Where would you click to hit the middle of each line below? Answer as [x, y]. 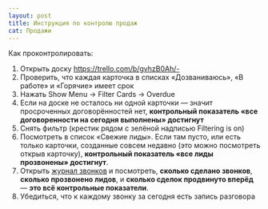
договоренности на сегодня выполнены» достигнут [112, 120]
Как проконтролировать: [51, 54]
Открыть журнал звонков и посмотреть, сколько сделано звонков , [136, 171]
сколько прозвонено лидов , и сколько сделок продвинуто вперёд [136, 179]
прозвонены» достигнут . [64, 163]
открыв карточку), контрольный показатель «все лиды [116, 154]
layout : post [30, 16]
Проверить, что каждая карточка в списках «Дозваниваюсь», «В [132, 78]
